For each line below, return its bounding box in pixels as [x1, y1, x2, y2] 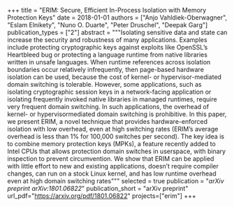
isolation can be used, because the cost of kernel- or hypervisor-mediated [7, 73, 222, 81]
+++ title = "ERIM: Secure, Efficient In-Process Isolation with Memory [7, 6, 207, 14]
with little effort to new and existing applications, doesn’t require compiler [7, 162, 219, 170]
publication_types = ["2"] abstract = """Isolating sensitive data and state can [7, 28, 228, 36]
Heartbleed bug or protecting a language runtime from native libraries [7, 50, 208, 59]
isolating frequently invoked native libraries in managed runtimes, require [7, 95, 218, 103]
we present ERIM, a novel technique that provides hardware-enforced [7, 117, 208, 125]
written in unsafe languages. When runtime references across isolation [7, 58, 211, 66]
